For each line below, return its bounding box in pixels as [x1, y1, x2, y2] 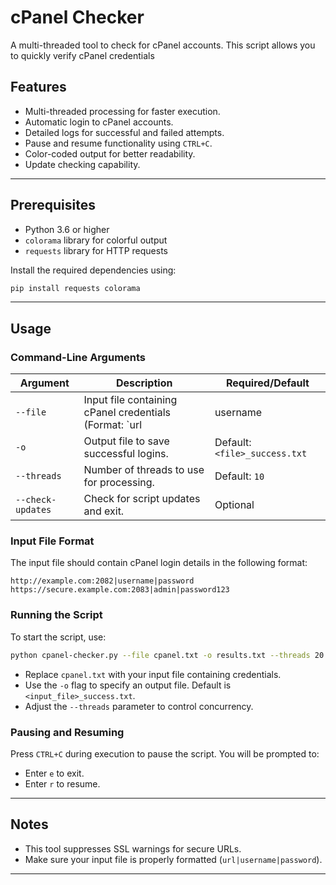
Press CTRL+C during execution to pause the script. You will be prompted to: [10, 747, 320, 760]
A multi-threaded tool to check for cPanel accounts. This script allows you [10, 39, 316, 51]
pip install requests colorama [10, 283, 141, 293]
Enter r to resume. [24, 777, 101, 790]
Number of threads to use [83, 463, 205, 477]
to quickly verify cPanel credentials [10, 49, 155, 61]
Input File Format [10, 534, 95, 548]
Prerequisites [10, 197, 96, 214]
